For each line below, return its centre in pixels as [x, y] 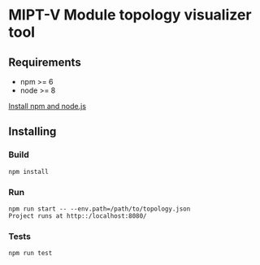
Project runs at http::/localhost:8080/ [78, 216]
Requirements [45, 62]
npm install [28, 172]
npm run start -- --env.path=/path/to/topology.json [100, 209]
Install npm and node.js [48, 106]
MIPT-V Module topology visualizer [130, 15]
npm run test [30, 254]
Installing [32, 132]
